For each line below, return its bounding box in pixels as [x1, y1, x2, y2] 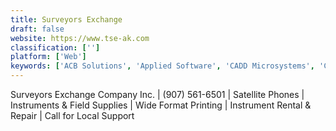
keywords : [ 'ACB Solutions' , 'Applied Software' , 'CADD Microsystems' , [10, 61, 315, 71]
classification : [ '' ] [10, 42, 101, 53]
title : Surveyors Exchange [10, 14, 123, 25]
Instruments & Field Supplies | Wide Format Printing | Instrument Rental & [10, 99, 312, 111]
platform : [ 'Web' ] [10, 52, 87, 62]
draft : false [10, 24, 65, 34]
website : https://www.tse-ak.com [10, 33, 150, 43]
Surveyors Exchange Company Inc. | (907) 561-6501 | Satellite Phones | [10, 89, 305, 100]
